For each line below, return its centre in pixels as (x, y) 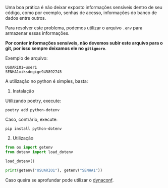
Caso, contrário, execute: (32, 119)
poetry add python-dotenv (32, 110)
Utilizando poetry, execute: (33, 101)
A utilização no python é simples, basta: (47, 81)
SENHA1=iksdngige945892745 (34, 72)
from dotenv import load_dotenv (39, 152)
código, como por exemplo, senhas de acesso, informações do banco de (81, 13)
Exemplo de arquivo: (26, 58)
